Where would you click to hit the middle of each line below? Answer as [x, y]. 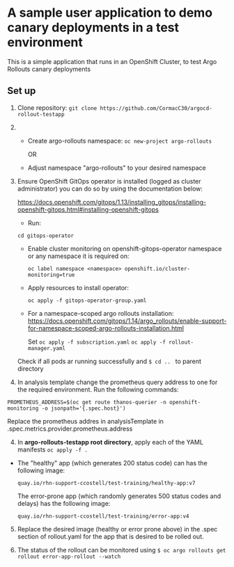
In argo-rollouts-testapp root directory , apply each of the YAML [110, 442]
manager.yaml [47, 348]
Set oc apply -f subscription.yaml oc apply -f [96, 342]
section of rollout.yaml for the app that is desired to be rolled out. [110, 536]
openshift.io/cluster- [157, 269]
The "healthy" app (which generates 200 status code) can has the [112, 463]
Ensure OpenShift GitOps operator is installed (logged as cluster [109, 181]
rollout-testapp [41, 114]
